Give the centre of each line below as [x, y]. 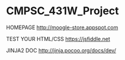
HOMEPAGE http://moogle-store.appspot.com [62, 27]
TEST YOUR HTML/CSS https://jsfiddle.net [58, 39]
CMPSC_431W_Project [63, 11]
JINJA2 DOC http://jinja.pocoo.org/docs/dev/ [61, 50]
